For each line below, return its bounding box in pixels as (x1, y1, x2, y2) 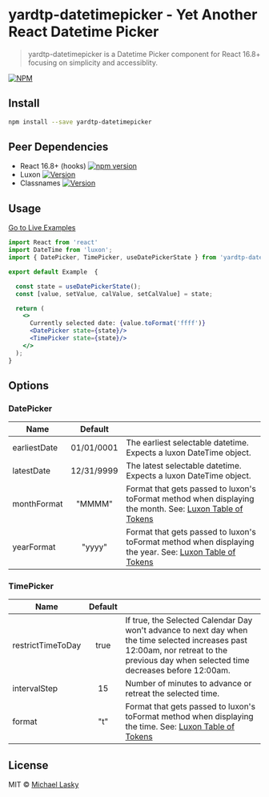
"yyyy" (81, 542, 108, 553)
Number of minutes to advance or (125, 678, 252, 689)
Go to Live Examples (8, 223, 76, 233)
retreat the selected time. (125, 688, 220, 699)
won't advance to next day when (125, 624, 248, 636)
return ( (15, 304, 45, 312)
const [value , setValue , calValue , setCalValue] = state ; (15, 290, 214, 298)
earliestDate (12, 442, 58, 453)
